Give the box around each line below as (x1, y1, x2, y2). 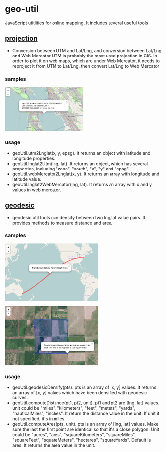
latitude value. (12, 176, 42, 182)
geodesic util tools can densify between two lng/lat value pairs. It (12, 214, 146, 220)
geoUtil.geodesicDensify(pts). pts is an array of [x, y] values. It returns (12, 384, 157, 390)
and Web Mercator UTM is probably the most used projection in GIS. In (12, 53, 158, 58)
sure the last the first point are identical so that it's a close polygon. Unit (12, 426, 160, 432)
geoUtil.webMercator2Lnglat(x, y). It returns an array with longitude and (12, 171, 160, 177)
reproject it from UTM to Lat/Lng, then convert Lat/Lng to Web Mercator (12, 63, 160, 69)
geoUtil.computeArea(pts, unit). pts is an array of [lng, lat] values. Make (12, 421, 159, 427)
